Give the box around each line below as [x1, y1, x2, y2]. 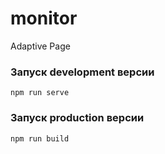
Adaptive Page [10, 40, 71, 52]
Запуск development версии [10, 65, 155, 79]
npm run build [10, 133, 70, 144]
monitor [10, 7, 78, 30]
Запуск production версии [10, 111, 145, 125]
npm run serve [10, 88, 70, 98]
